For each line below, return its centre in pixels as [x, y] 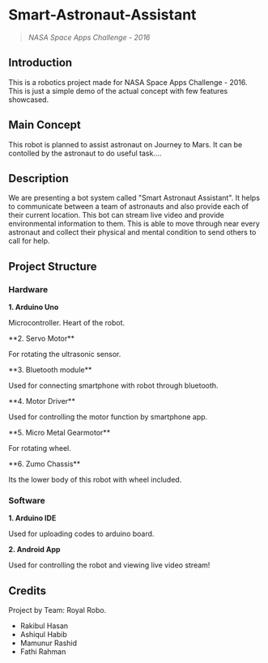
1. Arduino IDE [32, 518]
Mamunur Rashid [49, 643]
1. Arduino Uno [34, 307]
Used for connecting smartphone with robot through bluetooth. [113, 385]
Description [38, 178]
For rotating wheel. [40, 448]
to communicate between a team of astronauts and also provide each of [129, 206]
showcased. [29, 100]
